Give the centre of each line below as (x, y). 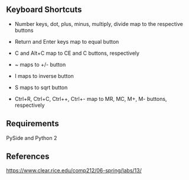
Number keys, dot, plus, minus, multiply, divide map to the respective (99, 24)
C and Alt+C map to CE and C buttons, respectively (77, 53)
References (28, 157)
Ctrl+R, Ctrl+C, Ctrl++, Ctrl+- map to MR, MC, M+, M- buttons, (91, 99)
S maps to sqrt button (41, 87)
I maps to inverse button (44, 76)
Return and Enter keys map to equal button (67, 41)
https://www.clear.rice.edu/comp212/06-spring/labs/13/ (74, 171)
